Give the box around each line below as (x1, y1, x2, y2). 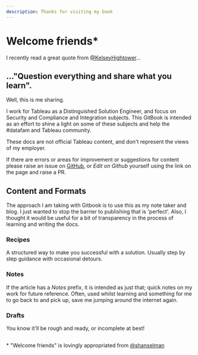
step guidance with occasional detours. (6, 255, 103, 262)
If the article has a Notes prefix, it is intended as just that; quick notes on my (6, 284, 193, 291)
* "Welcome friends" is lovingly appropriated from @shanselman (6, 342, 165, 349)
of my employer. (6, 144, 46, 152)
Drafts (6, 311, 25, 319)
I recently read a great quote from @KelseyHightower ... (6, 54, 141, 61)
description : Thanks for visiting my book (6, 8, 113, 15)
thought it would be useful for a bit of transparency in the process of (6, 215, 174, 222)
